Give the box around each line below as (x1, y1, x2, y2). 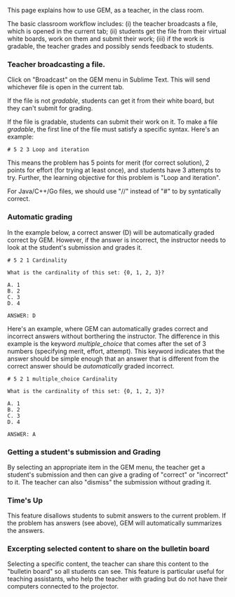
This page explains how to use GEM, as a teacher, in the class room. (7, 6, 205, 14)
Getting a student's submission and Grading (7, 447, 161, 456)
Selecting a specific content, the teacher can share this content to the (7, 560, 209, 568)
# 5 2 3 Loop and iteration (7, 146, 90, 153)
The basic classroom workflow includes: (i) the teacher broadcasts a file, (7, 20, 218, 27)
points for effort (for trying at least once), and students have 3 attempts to (7, 166, 221, 174)
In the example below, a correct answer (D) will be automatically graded (7, 228, 215, 236)
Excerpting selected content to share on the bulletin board (7, 544, 210, 554)
